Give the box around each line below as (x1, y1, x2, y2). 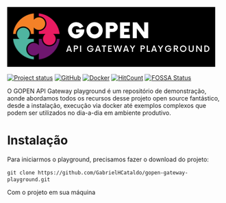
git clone (7, 169, 36, 176)
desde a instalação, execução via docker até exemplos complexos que (7, 102, 207, 109)
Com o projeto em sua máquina (7, 188, 96, 196)
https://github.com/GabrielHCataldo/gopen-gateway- (37, 169, 188, 176)
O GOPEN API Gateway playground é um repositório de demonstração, (7, 87, 207, 95)
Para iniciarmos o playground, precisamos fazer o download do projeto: (7, 155, 209, 163)
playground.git (7, 176, 51, 183)
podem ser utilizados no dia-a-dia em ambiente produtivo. (7, 109, 171, 117)
